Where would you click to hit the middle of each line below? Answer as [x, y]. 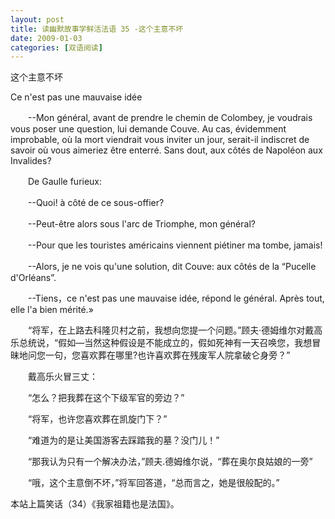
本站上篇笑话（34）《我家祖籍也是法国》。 [95, 504]
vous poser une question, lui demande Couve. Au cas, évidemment [148, 129]
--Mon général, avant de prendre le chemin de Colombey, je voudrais [170, 118]
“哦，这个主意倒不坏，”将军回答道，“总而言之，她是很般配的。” [153, 483]
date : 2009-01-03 [46, 38]
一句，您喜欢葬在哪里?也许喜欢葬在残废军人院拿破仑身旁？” [167, 355]
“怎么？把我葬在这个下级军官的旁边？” [106, 398]
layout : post [37, 19]
